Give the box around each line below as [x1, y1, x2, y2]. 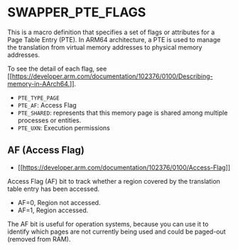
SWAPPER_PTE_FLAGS [7, 4, 146, 21]
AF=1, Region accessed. [17, 206, 89, 214]
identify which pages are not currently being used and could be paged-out [7, 227, 226, 236]
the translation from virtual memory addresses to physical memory [7, 43, 202, 51]
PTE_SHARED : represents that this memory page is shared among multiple [17, 108, 228, 117]
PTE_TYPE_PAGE [17, 94, 60, 102]
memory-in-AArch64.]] [7, 79, 75, 88]
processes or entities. [17, 115, 82, 125]
